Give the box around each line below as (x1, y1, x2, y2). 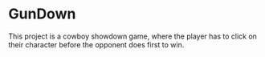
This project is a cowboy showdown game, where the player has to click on (8, 31, 257, 41)
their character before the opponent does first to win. (8, 39, 185, 49)
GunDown (8, 5, 76, 23)
